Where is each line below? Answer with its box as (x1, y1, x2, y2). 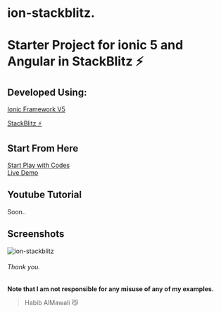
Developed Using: (7, 86, 87, 98)
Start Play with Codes (7, 161, 70, 169)
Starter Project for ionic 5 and (7, 37, 184, 54)
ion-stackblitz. (7, 5, 95, 21)
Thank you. (7, 263, 41, 271)
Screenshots (7, 228, 65, 240)
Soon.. (7, 207, 27, 216)
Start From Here (7, 142, 79, 154)
